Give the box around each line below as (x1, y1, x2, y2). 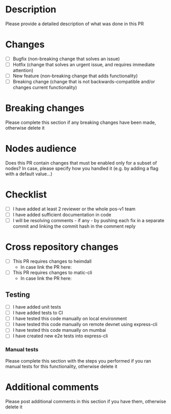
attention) (12, 67, 33, 73)
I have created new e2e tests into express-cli (12, 333, 108, 339)
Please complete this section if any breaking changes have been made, (5, 119, 156, 125)
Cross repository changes (5, 241, 119, 253)
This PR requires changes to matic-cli (12, 269, 92, 276)
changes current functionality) (12, 84, 77, 91)
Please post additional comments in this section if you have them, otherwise (5, 398, 166, 404)
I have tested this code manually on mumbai (12, 327, 106, 333)
